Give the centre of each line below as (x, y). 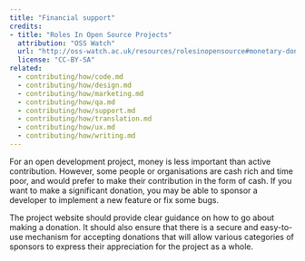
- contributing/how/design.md (74, 85)
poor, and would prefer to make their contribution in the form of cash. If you (151, 180)
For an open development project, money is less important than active (140, 161)
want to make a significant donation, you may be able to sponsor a (134, 190)
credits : (26, 26)
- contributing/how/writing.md (77, 136)
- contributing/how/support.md (77, 111)
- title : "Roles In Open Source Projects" (91, 34)
